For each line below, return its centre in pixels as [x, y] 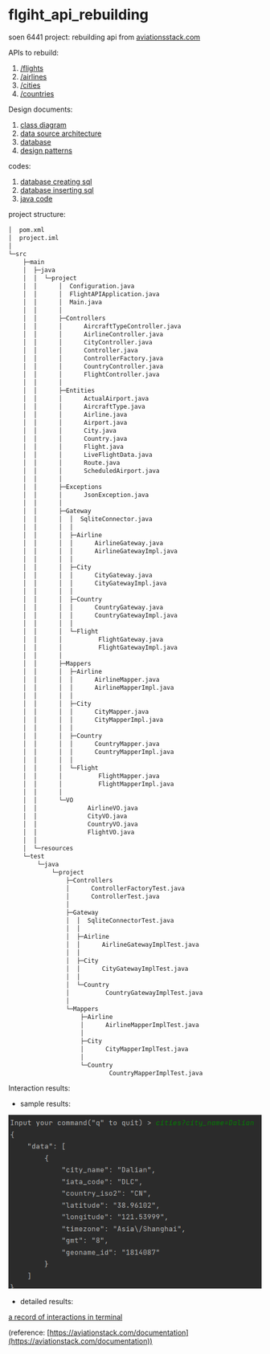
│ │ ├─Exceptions [63, 487]
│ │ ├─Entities [59, 390]
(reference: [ [29, 1333]
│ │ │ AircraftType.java [84, 406]
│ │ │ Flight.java [74, 447]
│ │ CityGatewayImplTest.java [127, 969]
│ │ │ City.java [70, 430]
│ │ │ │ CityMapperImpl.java [93, 720]
